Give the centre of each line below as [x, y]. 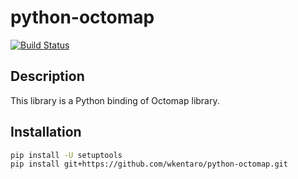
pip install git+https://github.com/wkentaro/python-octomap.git [149, 164]
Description [47, 76]
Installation [46, 132]
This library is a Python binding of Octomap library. [115, 100]
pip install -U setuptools [66, 155]
